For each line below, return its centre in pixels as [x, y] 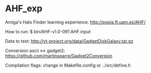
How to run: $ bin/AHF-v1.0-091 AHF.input [48, 31]
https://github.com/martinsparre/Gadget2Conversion [59, 56]
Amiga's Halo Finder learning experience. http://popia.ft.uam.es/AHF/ [75, 22]
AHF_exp [24, 9]
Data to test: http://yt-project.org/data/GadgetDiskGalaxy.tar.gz [69, 41]
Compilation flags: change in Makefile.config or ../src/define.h [68, 65]
